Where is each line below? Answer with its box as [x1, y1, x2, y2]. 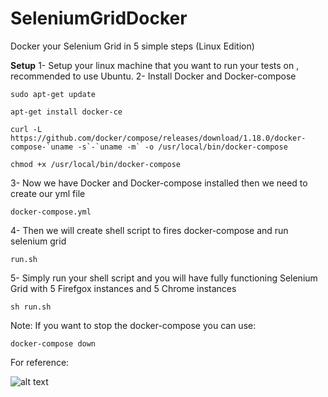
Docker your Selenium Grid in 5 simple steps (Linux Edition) [10, 40, 255, 52]
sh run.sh [10, 302, 52, 312]
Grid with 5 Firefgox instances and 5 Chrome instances [10, 282, 237, 294]
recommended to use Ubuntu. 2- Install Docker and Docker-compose [10, 70, 297, 82]
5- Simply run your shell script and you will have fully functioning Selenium [10, 272, 318, 284]
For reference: [10, 356, 70, 368]
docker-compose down [10, 338, 97, 349]
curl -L [10, 124, 43, 134]
